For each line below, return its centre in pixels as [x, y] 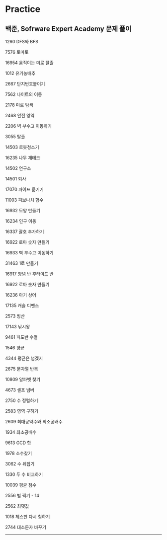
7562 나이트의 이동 [24, 94]
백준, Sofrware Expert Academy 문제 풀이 [68, 29]
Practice [23, 9]
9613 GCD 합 [18, 443]
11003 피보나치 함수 [24, 200]
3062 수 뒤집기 [20, 464]
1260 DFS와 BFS [22, 41]
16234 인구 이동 [21, 221]
